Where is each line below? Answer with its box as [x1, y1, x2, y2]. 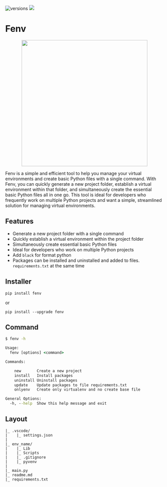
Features [5, 217, 34, 226]
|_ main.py [5, 468, 28, 473]
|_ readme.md [5, 472, 33, 477]
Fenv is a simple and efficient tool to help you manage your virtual [5, 170, 142, 176]
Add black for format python [12, 252, 71, 258]
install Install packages [14, 373, 73, 378]
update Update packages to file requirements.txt [14, 383, 127, 388]
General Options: [5, 396, 42, 401]
